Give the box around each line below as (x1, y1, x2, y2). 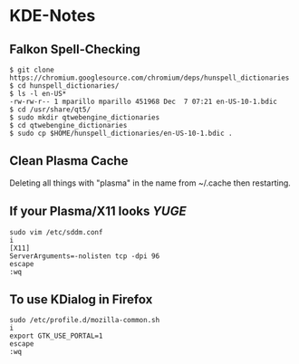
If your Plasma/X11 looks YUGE (9, 204, 188, 219)
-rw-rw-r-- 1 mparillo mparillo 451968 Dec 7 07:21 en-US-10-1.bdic (9, 97, 278, 106)
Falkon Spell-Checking (9, 42, 140, 57)
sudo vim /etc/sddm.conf (9, 227, 103, 236)
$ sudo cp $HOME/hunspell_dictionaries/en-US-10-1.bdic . (9, 129, 233, 138)
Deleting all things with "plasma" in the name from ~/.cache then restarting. (9, 177, 292, 188)
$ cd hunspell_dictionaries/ (9, 81, 120, 91)
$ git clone (9, 65, 54, 74)
